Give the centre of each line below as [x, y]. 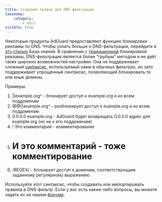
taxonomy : [15, 14]
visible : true [19, 28]
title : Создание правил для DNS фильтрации [50, 9]
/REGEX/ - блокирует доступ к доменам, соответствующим [74, 170]
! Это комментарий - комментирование [53, 127]
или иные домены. [24, 77]
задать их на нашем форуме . [35, 195]
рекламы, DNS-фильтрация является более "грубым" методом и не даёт [81, 57]
